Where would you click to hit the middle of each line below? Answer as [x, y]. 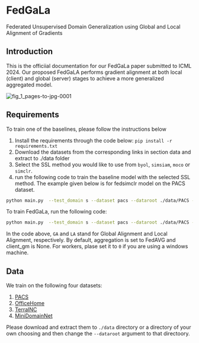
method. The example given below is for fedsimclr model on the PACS [100, 183]
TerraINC [26, 310]
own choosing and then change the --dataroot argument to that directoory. [98, 334]
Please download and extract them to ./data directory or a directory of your [99, 327]
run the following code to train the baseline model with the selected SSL [102, 177]
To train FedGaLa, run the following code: [57, 212]
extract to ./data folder [42, 158]
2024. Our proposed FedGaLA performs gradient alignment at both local [94, 72]
